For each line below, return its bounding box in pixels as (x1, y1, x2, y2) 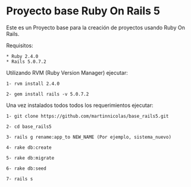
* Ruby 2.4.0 (6, 53, 39, 59)
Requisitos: (6, 42, 34, 49)
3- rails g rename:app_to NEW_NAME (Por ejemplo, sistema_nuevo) (6, 134, 171, 140)
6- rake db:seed (6, 165, 46, 171)
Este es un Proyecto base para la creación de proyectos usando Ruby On (6, 24, 186, 31)
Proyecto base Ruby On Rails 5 (6, 4, 161, 18)
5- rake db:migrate (6, 155, 55, 161)
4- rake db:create (6, 145, 52, 151)
